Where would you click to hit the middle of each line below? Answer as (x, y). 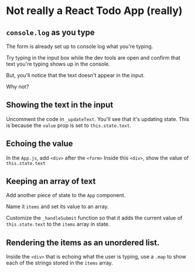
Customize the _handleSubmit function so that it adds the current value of (94, 218)
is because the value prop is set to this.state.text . (69, 125)
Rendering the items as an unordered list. (83, 242)
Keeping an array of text (51, 182)
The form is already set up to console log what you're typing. (80, 46)
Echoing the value (40, 144)
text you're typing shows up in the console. (58, 64)
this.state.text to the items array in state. (58, 224)
